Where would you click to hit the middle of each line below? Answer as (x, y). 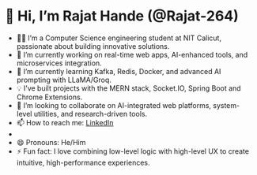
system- (227, 105)
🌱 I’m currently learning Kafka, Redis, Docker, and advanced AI (119, 71)
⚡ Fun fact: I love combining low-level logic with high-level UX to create (133, 151)
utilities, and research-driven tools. (91, 114)
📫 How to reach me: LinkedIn (65, 122)
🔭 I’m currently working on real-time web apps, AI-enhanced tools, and (132, 54)
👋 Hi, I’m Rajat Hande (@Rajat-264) (122, 16)
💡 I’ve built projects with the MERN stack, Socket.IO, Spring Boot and (128, 88)
